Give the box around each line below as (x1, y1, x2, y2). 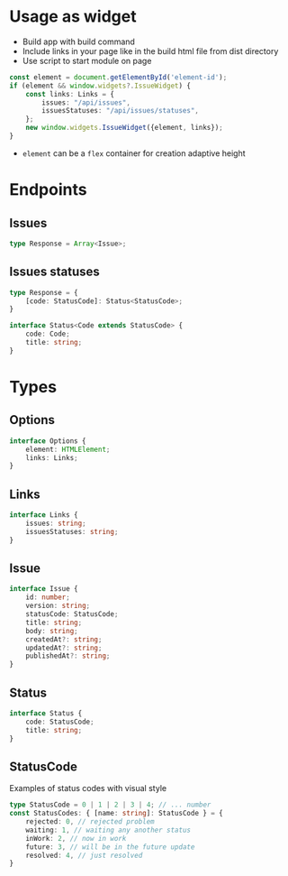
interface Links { (9, 511, 78, 520)
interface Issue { (9, 585, 78, 594)
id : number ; (25, 593, 70, 602)
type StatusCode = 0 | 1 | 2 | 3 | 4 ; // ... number (9, 800, 211, 809)
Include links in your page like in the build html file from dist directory (22, 45, 279, 56)
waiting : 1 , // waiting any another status (25, 825, 192, 835)
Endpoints (9, 180, 87, 200)
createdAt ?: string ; (25, 634, 103, 644)
